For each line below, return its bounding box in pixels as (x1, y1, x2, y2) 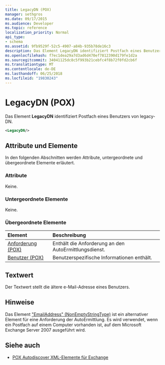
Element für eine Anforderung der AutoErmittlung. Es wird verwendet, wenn (5, 316, 158, 322)
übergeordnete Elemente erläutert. (5, 160, 75, 166)
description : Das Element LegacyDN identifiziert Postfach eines (5, 48, 141, 53)
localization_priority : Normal (5, 30, 69, 35)
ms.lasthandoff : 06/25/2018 (5, 71, 63, 76)
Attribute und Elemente (5, 141, 78, 150)
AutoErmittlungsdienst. (52, 246, 106, 253)
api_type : (5, 35, 26, 40)
